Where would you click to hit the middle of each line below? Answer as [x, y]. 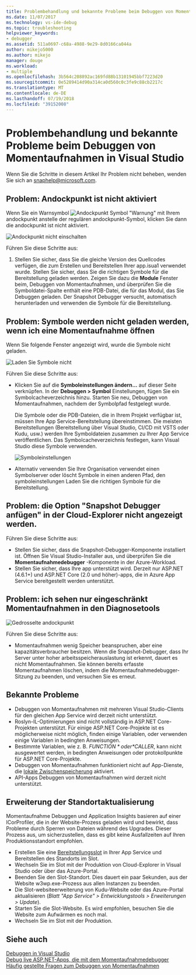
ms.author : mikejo [28, 55]
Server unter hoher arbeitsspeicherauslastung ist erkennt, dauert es [96, 657]
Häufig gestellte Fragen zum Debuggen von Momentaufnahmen [83, 966]
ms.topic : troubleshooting [39, 28]
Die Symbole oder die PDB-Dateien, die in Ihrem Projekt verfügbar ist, [98, 415]
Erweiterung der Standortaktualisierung [80, 802]
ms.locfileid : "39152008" [37, 104]
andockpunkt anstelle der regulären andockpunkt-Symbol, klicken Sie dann [97, 219]
